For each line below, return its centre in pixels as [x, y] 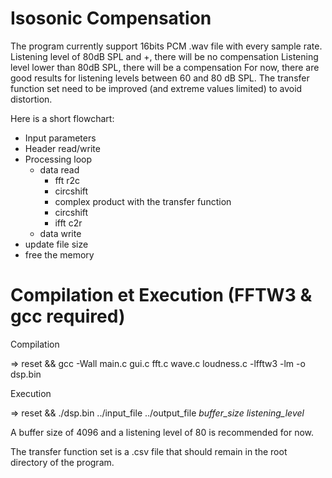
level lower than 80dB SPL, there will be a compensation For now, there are [165, 67]
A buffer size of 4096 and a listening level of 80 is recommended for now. [162, 432]
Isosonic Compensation [111, 18]
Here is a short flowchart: [62, 118]
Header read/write [62, 148]
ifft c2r [68, 223]
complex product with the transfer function [143, 201]
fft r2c [67, 180]
